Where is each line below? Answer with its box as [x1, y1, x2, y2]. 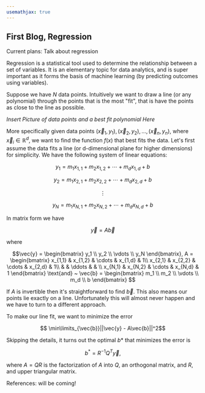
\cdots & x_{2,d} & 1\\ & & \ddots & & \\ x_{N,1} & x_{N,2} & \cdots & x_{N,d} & [7, 263, 199, 271]
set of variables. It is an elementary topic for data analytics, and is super [6, 66, 188, 73]
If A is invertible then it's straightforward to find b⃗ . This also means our [6, 288, 188, 295]
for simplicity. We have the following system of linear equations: [6, 151, 168, 158]
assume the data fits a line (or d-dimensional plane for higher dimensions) [6, 144, 193, 152]
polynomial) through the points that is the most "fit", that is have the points [6, 97, 194, 105]
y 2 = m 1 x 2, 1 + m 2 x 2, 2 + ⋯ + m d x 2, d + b [53, 176, 152, 185]
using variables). [6, 79, 48, 86]
